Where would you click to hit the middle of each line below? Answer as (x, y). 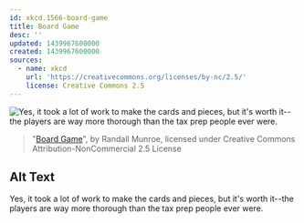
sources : (26, 60)
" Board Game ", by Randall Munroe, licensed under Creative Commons (163, 138)
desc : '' (26, 35)
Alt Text (32, 177)
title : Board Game (44, 26)
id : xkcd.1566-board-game (58, 18)
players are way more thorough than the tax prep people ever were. (136, 208)
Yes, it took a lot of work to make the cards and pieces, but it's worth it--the (152, 199)
